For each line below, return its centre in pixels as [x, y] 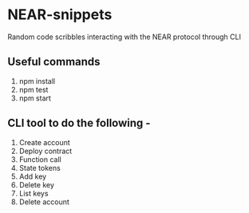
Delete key [37, 184]
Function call [40, 159]
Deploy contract [45, 151]
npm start [35, 98]
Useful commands [54, 62]
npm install [37, 81]
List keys [34, 193]
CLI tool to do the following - [79, 123]
